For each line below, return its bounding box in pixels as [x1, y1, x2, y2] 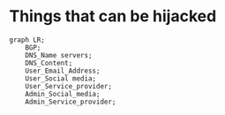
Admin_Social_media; [25, 89, 101, 98]
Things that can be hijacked [9, 6, 217, 27]
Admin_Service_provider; [25, 97, 116, 106]
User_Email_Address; [25, 66, 101, 75]
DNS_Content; [25, 58, 73, 67]
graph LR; [9, 35, 46, 44]
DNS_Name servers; [25, 50, 93, 59]
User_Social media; [25, 73, 97, 83]
